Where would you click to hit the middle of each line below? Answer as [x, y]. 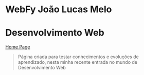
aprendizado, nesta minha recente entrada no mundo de [78, 62]
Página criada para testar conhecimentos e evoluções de [78, 57]
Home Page [18, 47]
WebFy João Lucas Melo [59, 9]
